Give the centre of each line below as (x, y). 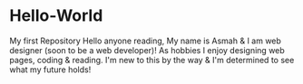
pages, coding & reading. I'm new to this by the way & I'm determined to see (152, 60)
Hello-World (56, 16)
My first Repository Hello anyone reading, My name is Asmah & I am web (145, 41)
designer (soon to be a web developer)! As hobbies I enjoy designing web (147, 50)
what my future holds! (50, 70)
